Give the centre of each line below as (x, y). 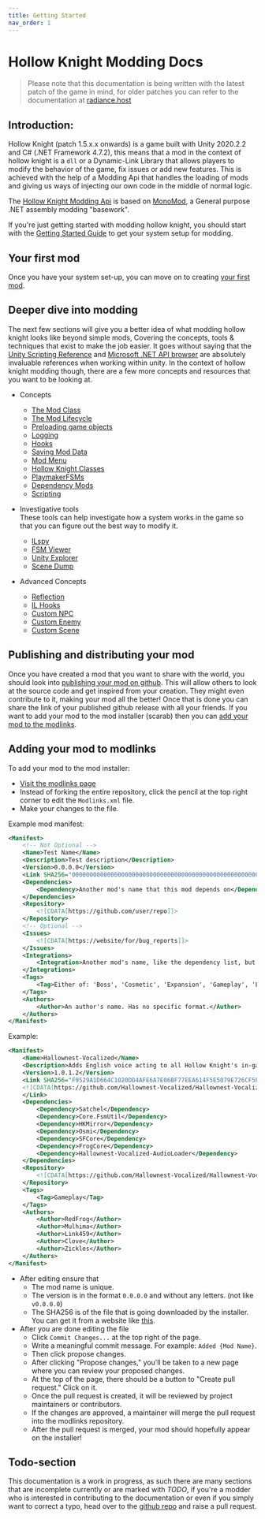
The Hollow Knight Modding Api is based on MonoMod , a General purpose (129, 201)
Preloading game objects (72, 426)
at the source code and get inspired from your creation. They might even (126, 691)
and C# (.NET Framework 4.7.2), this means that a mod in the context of (125, 153)
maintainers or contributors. (77, 1404)
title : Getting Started (47, 15)
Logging (45, 435)
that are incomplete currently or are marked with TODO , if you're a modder (129, 1490)
